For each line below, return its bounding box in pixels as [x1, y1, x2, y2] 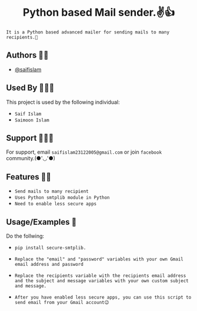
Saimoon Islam [14, 117, 49, 123]
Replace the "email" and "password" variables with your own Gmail [14, 256, 183, 262]
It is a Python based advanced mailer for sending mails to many [6, 29, 169, 35]
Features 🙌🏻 [6, 172, 52, 182]
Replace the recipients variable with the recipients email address [14, 273, 186, 279]
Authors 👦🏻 [6, 50, 49, 60]
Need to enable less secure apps [14, 201, 97, 207]
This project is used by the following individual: [6, 99, 120, 106]
